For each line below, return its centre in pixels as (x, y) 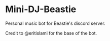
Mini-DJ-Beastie (41, 9)
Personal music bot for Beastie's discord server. (55, 23)
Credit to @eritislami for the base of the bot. (51, 33)
